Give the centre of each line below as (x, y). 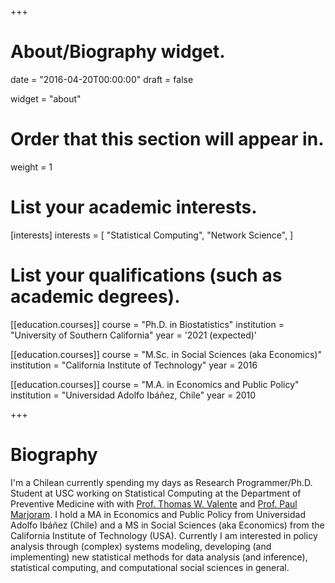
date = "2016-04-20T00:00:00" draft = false (102, 79)
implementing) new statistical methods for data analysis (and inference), (159, 557)
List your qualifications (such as (146, 275)
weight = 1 (31, 167)
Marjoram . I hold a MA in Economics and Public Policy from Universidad (158, 514)
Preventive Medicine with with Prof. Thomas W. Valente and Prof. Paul (154, 503)
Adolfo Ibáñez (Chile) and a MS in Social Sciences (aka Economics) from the (167, 525)
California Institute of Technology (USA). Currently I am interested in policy (164, 535)
